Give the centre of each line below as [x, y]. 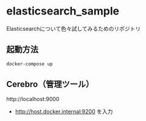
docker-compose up [30, 64]
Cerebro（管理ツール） [50, 84]
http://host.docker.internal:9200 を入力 [64, 112]
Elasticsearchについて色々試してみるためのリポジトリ [74, 28]
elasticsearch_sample [63, 11]
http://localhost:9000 [33, 99]
